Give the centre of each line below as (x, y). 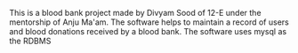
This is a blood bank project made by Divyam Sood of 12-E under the (135, 13)
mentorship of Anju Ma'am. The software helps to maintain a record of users (149, 22)
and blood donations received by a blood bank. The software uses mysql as (148, 31)
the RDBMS (30, 41)
